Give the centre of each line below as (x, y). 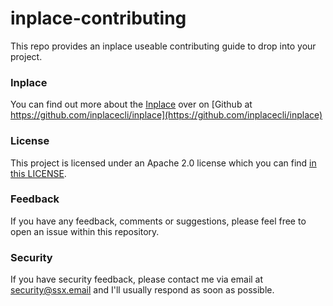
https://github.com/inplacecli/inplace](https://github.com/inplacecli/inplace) (166, 115)
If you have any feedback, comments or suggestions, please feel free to (158, 221)
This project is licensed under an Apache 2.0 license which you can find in (163, 163)
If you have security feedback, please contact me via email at (137, 279)
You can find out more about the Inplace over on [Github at (131, 104)
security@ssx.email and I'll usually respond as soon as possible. (142, 290)
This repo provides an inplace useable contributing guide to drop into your (163, 46)
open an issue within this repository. (85, 231)
